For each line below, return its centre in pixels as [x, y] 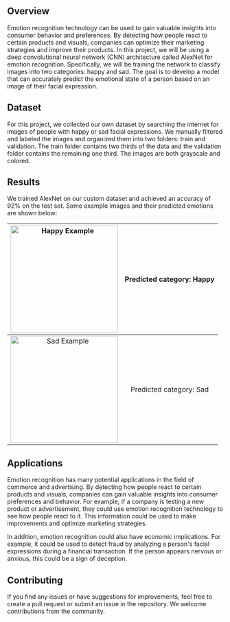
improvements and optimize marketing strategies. [77, 523]
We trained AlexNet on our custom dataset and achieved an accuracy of [109, 199]
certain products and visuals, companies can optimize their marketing [106, 42]
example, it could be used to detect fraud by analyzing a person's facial [108, 544]
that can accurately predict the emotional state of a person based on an [108, 79]
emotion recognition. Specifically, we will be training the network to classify [114, 64]
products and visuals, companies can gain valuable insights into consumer [113, 494]
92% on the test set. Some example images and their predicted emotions [111, 206]
